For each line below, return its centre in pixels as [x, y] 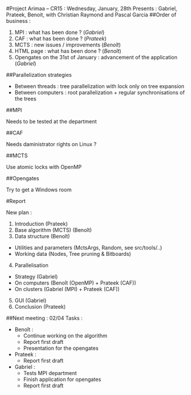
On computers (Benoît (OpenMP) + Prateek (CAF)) [75, 283]
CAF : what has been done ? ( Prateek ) [60, 38]
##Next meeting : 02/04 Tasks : [45, 318]
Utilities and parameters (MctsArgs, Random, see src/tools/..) [88, 248]
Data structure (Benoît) [42, 236]
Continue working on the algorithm [65, 336]
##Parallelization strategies [39, 75]
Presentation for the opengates [61, 348]
